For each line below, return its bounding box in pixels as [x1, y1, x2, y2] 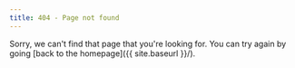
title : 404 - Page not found [9, 13, 120, 23]
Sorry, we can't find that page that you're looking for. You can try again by [9, 38, 287, 49]
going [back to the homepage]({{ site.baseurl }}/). [9, 47, 196, 59]
